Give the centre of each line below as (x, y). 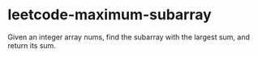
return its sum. (32, 45)
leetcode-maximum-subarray (110, 15)
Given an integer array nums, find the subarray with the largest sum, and (129, 37)
